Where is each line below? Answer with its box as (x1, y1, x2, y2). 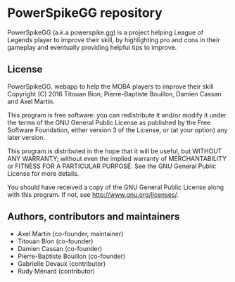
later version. (7, 133, 46, 141)
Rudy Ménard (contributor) (17, 267, 96, 275)
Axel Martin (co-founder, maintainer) (17, 229, 124, 238)
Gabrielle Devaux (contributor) (17, 259, 106, 268)
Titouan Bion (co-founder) (17, 237, 94, 245)
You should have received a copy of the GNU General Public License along (7, 183, 224, 191)
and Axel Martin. (7, 97, 55, 105)
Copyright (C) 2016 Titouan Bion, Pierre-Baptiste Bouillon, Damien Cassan (7, 89, 222, 98)
